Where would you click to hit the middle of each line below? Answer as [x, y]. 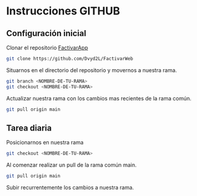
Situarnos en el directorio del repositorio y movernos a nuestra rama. [92, 70]
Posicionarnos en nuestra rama [45, 142]
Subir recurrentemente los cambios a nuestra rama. [70, 188]
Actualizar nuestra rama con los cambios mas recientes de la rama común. [99, 98]
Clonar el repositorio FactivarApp [47, 47]
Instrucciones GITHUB [63, 11]
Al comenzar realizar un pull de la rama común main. [71, 165]
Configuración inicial [46, 33]
